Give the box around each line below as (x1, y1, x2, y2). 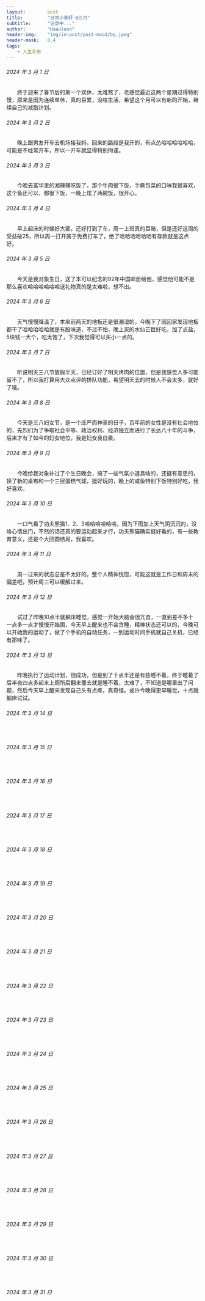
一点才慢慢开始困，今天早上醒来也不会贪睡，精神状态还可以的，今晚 (22, 621, 193, 628)
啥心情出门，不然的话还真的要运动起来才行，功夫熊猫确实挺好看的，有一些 (6, 527, 193, 535)
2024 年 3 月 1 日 (6, 68, 49, 76)
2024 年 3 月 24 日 (6, 1050, 54, 1058)
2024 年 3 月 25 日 (6, 1084, 53, 1091)
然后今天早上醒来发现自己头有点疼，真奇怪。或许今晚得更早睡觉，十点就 (16, 687, 199, 694)
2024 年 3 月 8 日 (6, 398, 50, 406)
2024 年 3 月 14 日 (6, 709, 52, 717)
